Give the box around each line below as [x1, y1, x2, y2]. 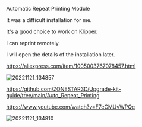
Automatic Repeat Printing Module [6, 5, 90, 12]
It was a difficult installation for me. [6, 17, 92, 23]
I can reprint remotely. [6, 40, 61, 46]
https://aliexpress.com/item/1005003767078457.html [6, 62, 136, 69]
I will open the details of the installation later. [6, 51, 115, 58]
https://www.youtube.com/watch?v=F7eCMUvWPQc [6, 103, 135, 110]
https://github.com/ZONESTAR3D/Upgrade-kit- [6, 85, 122, 93]
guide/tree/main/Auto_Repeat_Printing [6, 92, 100, 99]
